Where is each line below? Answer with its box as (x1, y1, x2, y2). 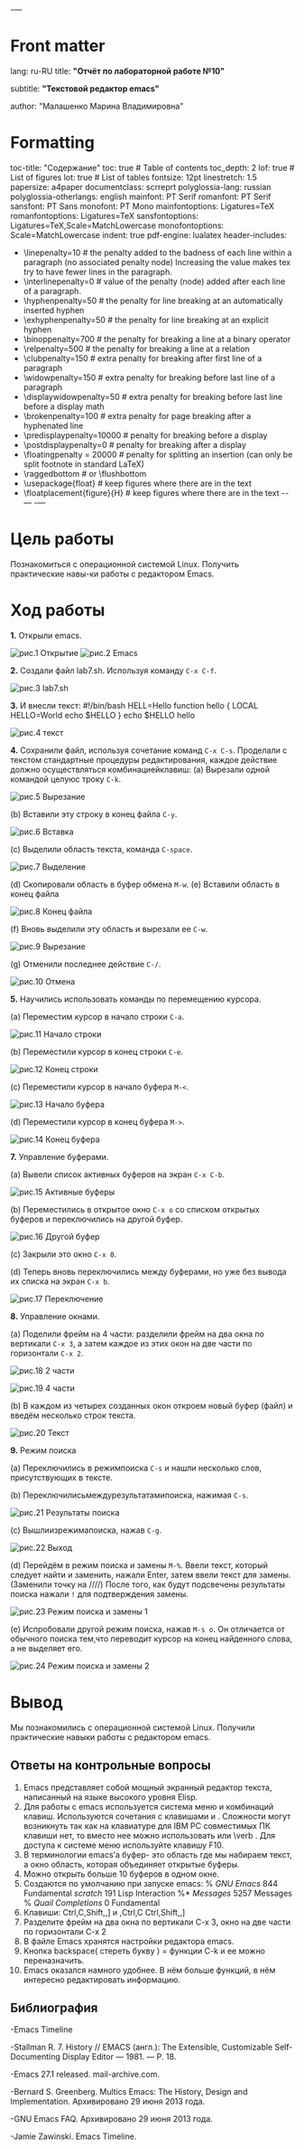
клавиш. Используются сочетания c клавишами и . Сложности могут (23, 1811, 291, 1821)
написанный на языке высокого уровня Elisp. (23, 1792, 198, 1802)
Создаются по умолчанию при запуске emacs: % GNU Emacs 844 (23, 1878, 279, 1888)
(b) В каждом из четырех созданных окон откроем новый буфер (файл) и (10, 1400, 293, 1411)
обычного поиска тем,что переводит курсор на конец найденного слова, (10, 1633, 293, 1644)
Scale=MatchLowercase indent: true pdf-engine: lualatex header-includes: (10, 229, 288, 240)
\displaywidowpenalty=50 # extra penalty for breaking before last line (23, 391, 283, 402)
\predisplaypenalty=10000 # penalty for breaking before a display (23, 430, 268, 441)
